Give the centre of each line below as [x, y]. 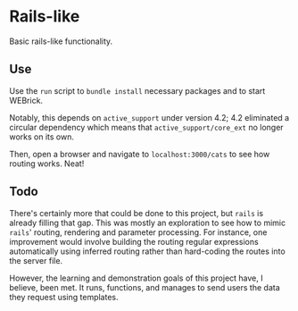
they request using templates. [64, 297]
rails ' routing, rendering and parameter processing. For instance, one [138, 232]
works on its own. [41, 137]
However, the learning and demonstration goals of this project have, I [136, 278]
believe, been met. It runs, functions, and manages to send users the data [145, 287]
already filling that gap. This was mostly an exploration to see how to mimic [148, 223]
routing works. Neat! [47, 164]
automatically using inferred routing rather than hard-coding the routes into [147, 251]
